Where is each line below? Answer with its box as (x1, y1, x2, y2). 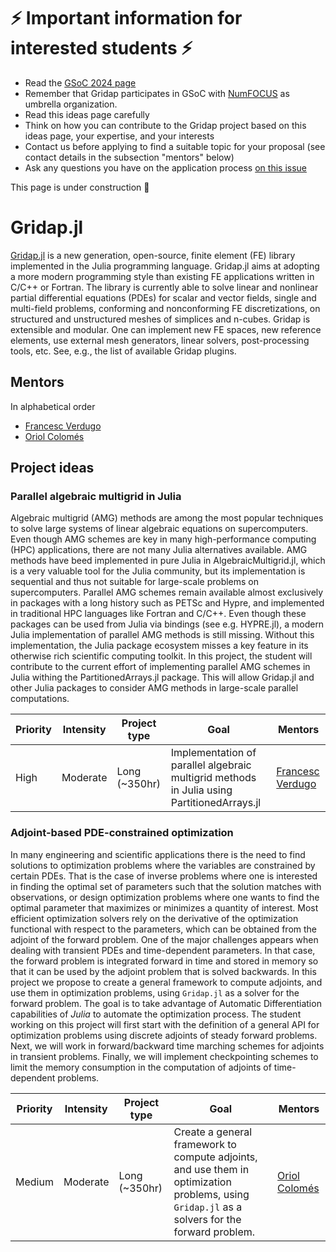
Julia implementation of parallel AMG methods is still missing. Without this (10, 629, 315, 641)
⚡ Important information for (10, 7, 243, 30)
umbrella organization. (24, 98, 118, 110)
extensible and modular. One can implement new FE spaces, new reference (10, 323, 322, 335)
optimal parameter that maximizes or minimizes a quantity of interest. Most (10, 901, 319, 914)
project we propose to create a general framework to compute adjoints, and (10, 976, 323, 988)
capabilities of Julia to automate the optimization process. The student (10, 1008, 302, 1020)
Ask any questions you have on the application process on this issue (24, 161, 307, 174)
